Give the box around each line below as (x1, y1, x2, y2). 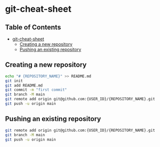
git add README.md (5, 83, 43, 88)
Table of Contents (5, 23, 62, 31)
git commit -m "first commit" (5, 88, 67, 92)
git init (5, 78, 23, 83)
